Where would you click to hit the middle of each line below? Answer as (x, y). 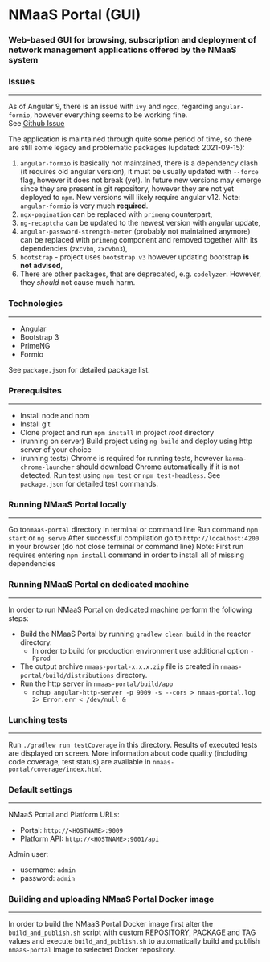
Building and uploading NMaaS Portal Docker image (111, 899)
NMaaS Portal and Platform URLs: (64, 815)
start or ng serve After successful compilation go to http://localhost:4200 (134, 538)
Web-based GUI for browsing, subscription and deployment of (133, 40)
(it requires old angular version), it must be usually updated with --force (139, 172)
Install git (35, 424)
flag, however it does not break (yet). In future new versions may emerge (141, 180)
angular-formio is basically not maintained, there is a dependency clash (139, 163)
